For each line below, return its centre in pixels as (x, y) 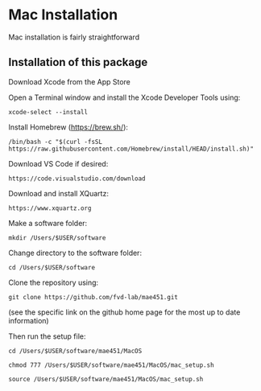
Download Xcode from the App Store (70, 81)
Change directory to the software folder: (75, 253)
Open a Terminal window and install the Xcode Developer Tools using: (124, 97)
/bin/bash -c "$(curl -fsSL (56, 142)
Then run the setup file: (47, 336)
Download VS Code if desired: (58, 163)
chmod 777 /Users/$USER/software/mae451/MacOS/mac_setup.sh (112, 365)
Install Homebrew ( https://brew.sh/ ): (68, 127)
